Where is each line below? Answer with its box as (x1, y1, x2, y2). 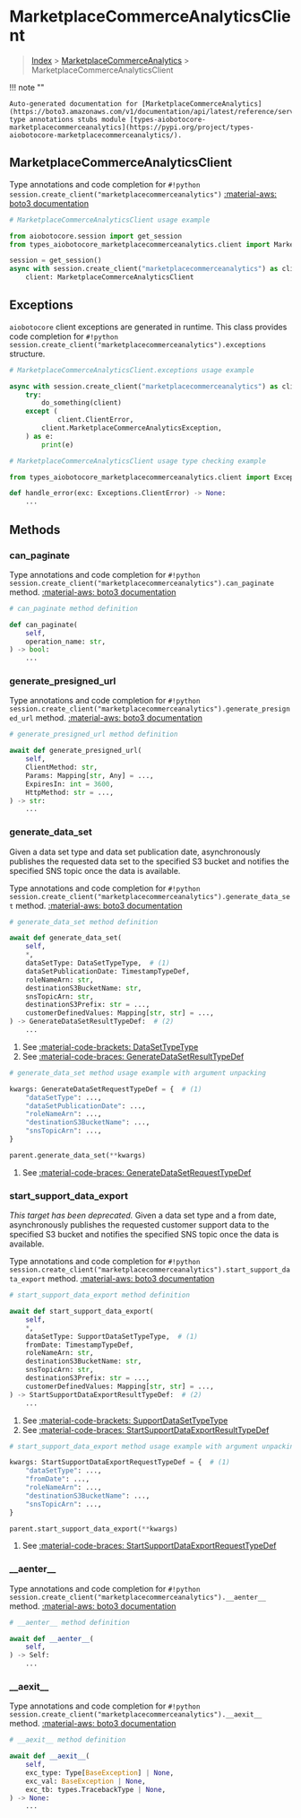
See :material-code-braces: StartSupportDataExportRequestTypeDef (21, 1541, 277, 1551)
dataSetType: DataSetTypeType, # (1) (25, 958, 170, 968)
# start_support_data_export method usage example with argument (9, 1442, 258, 1451)
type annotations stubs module (9, 115, 126, 124)
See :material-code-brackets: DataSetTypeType (21, 1041, 199, 1052)
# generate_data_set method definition (9, 917, 159, 926)
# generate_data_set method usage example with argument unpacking (9, 1068, 267, 1078)
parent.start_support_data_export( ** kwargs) (9, 1524, 178, 1534)
